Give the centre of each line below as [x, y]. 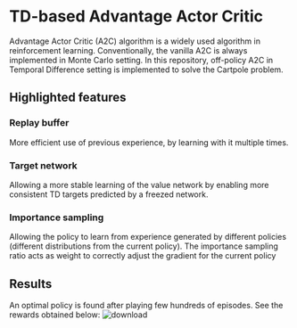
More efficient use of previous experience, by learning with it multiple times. [149, 142]
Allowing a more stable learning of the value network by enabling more [139, 184]
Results [31, 284]
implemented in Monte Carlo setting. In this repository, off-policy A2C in [141, 60]
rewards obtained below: [55, 315]
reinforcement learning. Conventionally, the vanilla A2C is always [128, 50]
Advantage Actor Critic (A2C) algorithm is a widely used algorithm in [135, 41]
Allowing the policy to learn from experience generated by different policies [148, 237]
